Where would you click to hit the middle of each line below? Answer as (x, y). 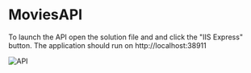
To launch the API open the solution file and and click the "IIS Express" (126, 37)
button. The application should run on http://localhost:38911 (108, 45)
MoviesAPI (46, 15)
